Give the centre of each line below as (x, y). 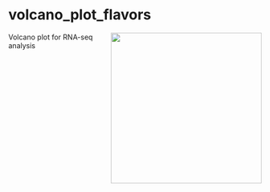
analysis (22, 45)
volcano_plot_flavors (80, 15)
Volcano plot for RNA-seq (51, 37)
